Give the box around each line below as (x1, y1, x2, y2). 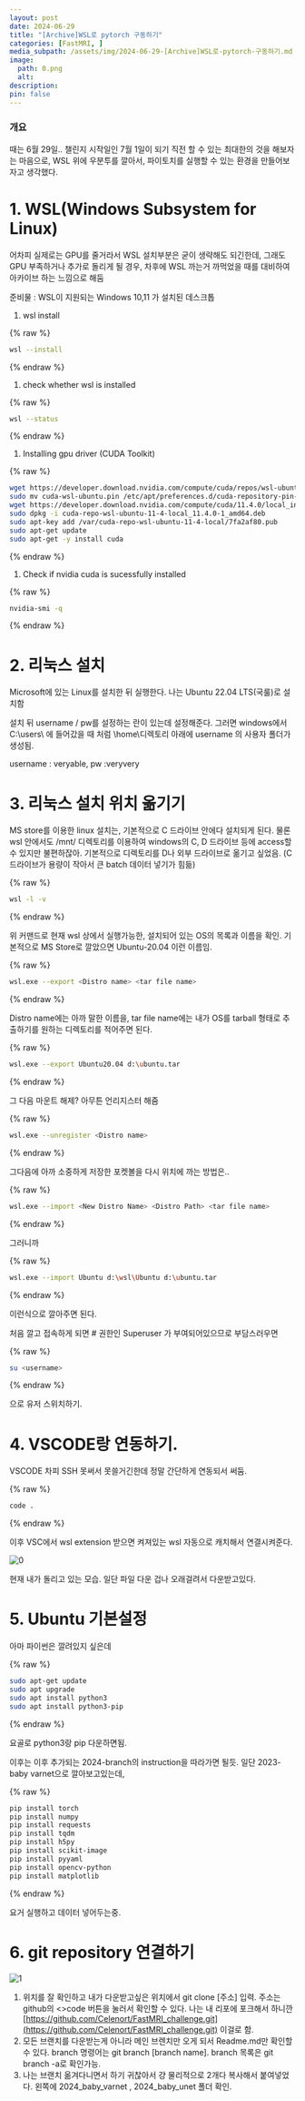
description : (9, 81, 59, 90)
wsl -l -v (9, 895, 47, 904)
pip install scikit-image (9, 1846, 107, 1855)
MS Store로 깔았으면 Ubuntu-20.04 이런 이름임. (40, 941, 213, 952)
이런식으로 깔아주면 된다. (9, 1308, 97, 1319)
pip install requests (9, 1821, 92, 1830)
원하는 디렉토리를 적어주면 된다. (40, 1024, 152, 1035)
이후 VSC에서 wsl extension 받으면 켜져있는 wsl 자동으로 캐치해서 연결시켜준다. (9, 1537, 293, 1548)
